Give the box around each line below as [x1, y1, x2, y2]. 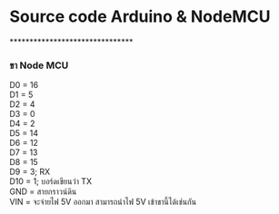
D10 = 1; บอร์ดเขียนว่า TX [9, 176, 93, 187]
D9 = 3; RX [9, 166, 51, 178]
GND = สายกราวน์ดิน [9, 186, 77, 197]
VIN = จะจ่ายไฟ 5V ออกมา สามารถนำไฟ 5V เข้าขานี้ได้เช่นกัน [9, 197, 197, 208]
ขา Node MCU [9, 59, 69, 72]
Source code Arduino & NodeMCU [9, 6, 271, 27]
